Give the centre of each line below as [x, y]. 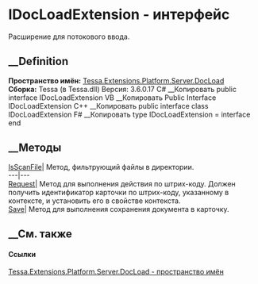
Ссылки [22, 254]
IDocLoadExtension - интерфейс [119, 15]
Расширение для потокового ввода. [69, 36]
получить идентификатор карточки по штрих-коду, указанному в [119, 192]
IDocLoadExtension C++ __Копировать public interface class [108, 106]
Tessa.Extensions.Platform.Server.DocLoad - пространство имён [116, 272]
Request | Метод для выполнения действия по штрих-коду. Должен [122, 183]
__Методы [35, 148]
